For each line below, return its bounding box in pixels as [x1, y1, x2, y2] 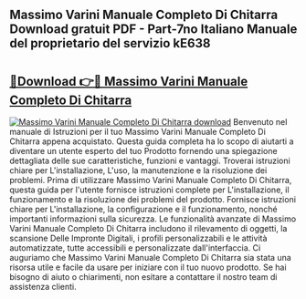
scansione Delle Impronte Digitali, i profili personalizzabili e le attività [9, 232, 268, 243]
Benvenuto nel [232, 117, 288, 127]
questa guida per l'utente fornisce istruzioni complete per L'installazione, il [9, 184, 290, 195]
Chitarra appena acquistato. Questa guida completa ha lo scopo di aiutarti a [9, 136, 294, 147]
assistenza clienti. [9, 282, 78, 292]
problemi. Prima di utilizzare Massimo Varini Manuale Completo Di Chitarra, [9, 175, 292, 185]
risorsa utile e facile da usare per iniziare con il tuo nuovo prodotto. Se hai [9, 262, 287, 273]
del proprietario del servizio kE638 [9, 36, 212, 51]
